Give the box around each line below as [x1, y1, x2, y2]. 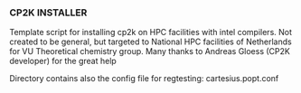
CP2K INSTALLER [9, 6, 88, 19]
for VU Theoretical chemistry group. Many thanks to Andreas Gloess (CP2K [9, 46, 291, 57]
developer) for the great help [9, 56, 118, 67]
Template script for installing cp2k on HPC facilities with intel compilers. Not [9, 27, 292, 38]
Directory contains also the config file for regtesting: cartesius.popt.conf [9, 73, 279, 84]
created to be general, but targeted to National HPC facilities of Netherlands [9, 36, 292, 47]
